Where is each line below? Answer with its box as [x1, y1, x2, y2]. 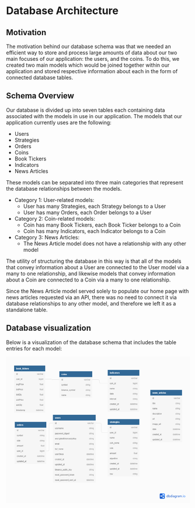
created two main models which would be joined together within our [6, 61, 170, 68]
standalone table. [6, 306, 48, 313]
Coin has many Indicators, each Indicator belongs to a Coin [23, 227, 166, 235]
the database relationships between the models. [6, 185, 122, 192]
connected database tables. [6, 74, 74, 81]
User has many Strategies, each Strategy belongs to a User [23, 202, 166, 210]
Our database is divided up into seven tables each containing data [6, 107, 165, 114]
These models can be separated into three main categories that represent [6, 179, 184, 186]
